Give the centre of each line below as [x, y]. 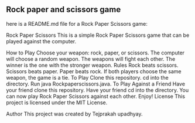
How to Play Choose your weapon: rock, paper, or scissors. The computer [95, 53]
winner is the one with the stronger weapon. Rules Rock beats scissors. [92, 65]
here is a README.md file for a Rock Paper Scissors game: [77, 23]
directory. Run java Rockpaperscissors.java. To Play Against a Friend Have [96, 84]
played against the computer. [41, 41]
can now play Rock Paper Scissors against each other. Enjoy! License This [96, 96]
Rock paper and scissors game [64, 10]
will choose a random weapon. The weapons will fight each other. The [91, 59]
